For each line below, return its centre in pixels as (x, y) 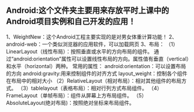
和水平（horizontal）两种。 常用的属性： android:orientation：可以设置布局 (96, 66)
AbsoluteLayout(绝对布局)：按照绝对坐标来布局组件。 (70, 103)
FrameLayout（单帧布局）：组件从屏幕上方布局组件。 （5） (77, 95)
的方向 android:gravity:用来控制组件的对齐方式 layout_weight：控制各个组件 (97, 73)
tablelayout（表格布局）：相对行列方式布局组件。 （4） (97, 88)
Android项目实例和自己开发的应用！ (71, 21)
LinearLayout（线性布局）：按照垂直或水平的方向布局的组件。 (79, 51)
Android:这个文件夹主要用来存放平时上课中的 (88, 11)
